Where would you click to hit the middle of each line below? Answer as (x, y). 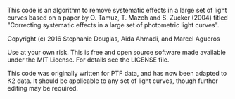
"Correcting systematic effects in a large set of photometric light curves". (113, 25)
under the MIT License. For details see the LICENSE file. (88, 60)
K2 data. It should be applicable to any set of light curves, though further (113, 81)
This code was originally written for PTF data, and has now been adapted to (117, 73)
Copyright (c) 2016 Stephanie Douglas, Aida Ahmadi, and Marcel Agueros (114, 39)
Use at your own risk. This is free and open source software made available (117, 52)
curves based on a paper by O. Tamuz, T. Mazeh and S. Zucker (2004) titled (118, 18)
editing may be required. (43, 88)
